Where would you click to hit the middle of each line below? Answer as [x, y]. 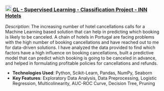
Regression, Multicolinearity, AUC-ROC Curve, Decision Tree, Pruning [84, 84]
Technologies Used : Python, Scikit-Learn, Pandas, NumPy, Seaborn [82, 73]
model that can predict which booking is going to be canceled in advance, [81, 58]
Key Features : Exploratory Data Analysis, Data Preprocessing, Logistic [84, 78]
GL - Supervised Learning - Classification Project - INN [80, 9]
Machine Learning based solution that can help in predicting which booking [82, 32]
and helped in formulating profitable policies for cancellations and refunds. [82, 63]
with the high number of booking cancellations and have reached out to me [82, 43]
